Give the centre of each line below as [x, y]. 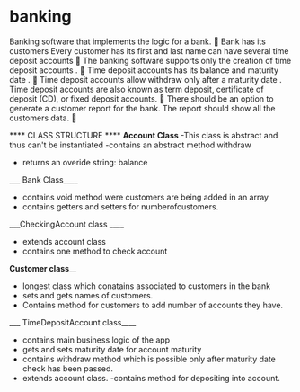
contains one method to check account [95, 251]
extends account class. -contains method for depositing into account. [151, 378]
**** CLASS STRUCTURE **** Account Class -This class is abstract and [144, 135]
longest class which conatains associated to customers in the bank [146, 286]
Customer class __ [43, 268]
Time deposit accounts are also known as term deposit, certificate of [137, 89]
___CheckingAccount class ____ [66, 224]
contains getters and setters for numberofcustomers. [120, 206]
